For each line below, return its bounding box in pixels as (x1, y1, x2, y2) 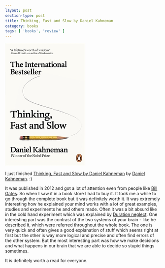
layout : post (5, 8, 32, 13)
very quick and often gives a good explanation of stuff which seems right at (5, 227, 159, 233)
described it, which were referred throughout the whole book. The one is (5, 222, 153, 228)
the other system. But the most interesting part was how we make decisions (5, 238, 159, 243)
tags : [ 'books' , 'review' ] (5, 29, 65, 34)
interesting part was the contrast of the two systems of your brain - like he (5, 217, 156, 223)
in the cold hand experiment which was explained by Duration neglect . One (5, 211, 158, 217)
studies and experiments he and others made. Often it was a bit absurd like (5, 207, 157, 212)
